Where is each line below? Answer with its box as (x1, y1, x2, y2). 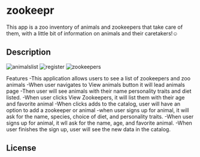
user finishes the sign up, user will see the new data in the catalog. (6, 125, 171, 132)
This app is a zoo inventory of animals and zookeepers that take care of (6, 23, 183, 31)
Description (6, 47, 51, 58)
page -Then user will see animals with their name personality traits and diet (6, 87, 192, 95)
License (6, 143, 37, 153)
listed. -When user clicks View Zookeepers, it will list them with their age (6, 93, 185, 101)
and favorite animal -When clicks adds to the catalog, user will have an (6, 100, 181, 107)
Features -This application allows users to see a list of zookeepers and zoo (6, 74, 190, 81)
